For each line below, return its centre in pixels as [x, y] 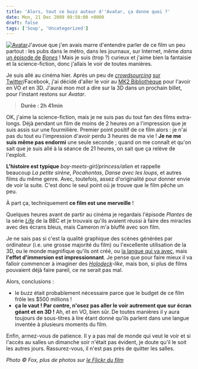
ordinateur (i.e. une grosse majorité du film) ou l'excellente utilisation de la [96, 245]
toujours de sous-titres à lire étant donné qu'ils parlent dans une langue [102, 318]
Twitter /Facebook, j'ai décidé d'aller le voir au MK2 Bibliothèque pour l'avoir [98, 82]
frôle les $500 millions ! [43, 299]
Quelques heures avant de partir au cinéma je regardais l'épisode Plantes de [99, 214]
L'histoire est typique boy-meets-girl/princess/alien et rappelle [83, 166]
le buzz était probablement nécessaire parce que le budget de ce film [99, 293]
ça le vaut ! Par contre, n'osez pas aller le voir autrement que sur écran [103, 306]
